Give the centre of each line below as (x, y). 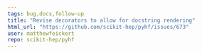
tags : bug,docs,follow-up (46, 14)
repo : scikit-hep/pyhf (41, 40)
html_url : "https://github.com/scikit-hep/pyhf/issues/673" (99, 27)
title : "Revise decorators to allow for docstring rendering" (101, 20)
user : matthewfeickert (41, 33)
